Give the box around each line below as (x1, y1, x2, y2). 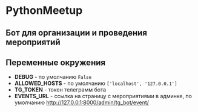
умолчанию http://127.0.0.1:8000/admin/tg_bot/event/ (14, 99, 150, 106)
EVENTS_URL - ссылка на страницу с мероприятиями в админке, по (14, 93, 192, 100)
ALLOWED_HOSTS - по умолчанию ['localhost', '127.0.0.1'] (14, 79, 177, 87)
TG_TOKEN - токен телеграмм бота (14, 86, 107, 93)
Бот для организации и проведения (5, 28, 148, 38)
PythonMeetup (5, 4, 83, 17)
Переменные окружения (5, 57, 106, 67)
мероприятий (5, 37, 61, 47)
